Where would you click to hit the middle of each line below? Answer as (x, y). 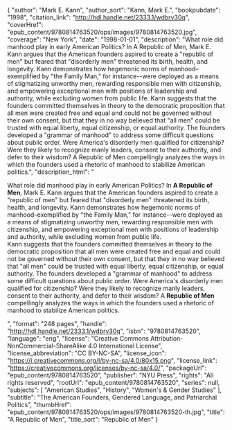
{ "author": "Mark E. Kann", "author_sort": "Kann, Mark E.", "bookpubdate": (114, 10)
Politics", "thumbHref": (39, 405)
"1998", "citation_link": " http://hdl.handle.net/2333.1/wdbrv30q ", (98, 17)
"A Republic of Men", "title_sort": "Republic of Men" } (83, 419)
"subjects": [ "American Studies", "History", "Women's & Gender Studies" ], (115, 390)
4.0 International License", (125, 346)
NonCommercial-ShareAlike (47, 346)
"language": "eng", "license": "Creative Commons (78, 338)
